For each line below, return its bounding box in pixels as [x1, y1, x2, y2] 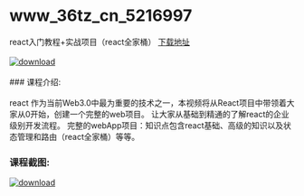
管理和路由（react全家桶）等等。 [16, 131, 140, 142]
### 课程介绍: [9, 76, 62, 87]
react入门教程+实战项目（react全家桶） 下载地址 [9, 36, 190, 47]
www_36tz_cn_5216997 [9, 5, 193, 26]
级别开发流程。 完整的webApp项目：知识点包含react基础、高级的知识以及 [9, 119, 283, 131]
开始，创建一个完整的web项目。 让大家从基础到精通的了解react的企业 [30, 108, 290, 119]
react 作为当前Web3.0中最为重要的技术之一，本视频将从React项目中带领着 [9, 97, 287, 108]
